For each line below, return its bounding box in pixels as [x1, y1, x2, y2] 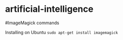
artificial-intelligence [5, 3, 94, 15]
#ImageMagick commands [5, 20, 59, 26]
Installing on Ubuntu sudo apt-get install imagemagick [5, 29, 118, 35]
